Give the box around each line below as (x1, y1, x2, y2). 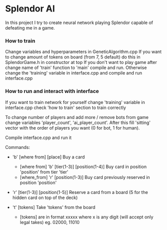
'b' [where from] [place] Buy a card (12, 153, 85, 160)
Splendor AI (5, 3, 55, 14)
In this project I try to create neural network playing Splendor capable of (5, 19, 154, 25)
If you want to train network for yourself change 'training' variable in (5, 99, 146, 105)
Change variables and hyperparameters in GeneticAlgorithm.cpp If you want (5, 48, 162, 55)
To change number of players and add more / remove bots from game (5, 114, 149, 120)
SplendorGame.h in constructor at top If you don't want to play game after (5, 59, 157, 65)
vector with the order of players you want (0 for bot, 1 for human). (5, 124, 140, 130)
